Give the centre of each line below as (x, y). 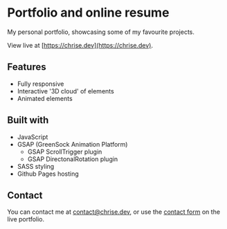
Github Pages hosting (48, 174)
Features (27, 67)
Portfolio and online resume (88, 13)
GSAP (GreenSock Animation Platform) (72, 144)
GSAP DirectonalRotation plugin (73, 159)
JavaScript (33, 137)
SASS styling (36, 166)
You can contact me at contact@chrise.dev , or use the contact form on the (113, 212)
